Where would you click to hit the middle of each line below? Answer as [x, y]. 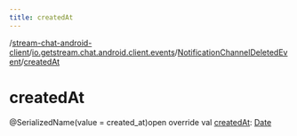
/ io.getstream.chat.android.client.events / [103, 52]
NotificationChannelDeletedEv [233, 52]
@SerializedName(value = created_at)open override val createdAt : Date [140, 122]
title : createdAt [41, 17]
